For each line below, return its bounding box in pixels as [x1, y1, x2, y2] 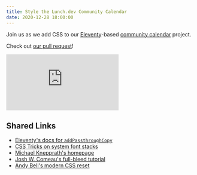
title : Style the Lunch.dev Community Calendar [6, 8, 128, 15]
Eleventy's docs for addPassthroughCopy [14, 137, 113, 144]
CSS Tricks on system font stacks [14, 143, 98, 150]
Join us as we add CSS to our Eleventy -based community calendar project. [6, 30, 192, 38]
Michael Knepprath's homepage [14, 149, 95, 156]
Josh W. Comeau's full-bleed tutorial [14, 156, 106, 163]
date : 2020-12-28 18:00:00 [6, 14, 74, 20]
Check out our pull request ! [6, 42, 74, 50]
